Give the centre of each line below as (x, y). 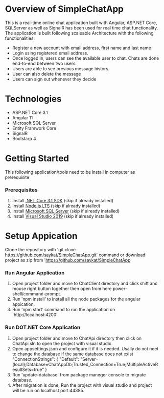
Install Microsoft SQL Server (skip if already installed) (66, 211)
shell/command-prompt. (36, 294)
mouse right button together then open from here (62, 289)
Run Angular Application (35, 272)
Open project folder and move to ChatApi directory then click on (77, 338)
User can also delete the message (47, 74)
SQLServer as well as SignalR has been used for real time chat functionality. (82, 27)
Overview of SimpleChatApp (64, 9)
